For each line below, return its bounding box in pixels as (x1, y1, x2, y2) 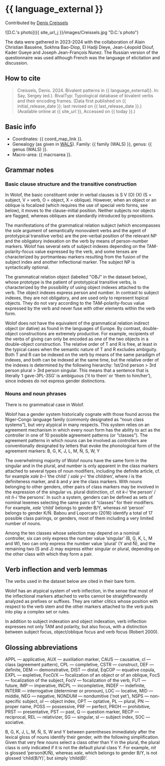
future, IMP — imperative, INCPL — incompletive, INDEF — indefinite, (5, 683, 146, 688)
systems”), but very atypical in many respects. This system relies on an (5, 421, 150, 428)
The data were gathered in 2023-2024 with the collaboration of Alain (5, 39, 145, 45)
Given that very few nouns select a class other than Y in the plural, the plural (5, 739, 160, 745)
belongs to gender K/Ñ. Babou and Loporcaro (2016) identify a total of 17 (5, 510, 153, 516)
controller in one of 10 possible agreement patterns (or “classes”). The (5, 432, 148, 438)
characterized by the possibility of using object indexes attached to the (5, 284, 149, 290)
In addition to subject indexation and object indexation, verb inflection (5, 618, 147, 624)
